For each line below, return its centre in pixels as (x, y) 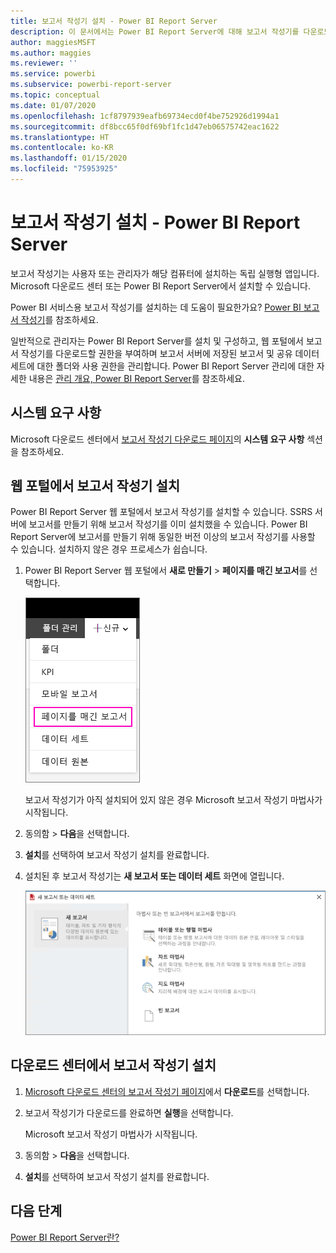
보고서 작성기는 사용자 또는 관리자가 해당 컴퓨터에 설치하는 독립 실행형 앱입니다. (165, 273)
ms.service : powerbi (53, 74)
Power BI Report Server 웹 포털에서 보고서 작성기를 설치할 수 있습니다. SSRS (161, 512)
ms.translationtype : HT (60, 137)
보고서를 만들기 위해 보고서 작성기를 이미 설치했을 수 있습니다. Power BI (168, 524)
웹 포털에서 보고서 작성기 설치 (95, 486)
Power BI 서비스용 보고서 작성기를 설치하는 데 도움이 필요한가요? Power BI (156, 307)
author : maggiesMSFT (53, 42)
